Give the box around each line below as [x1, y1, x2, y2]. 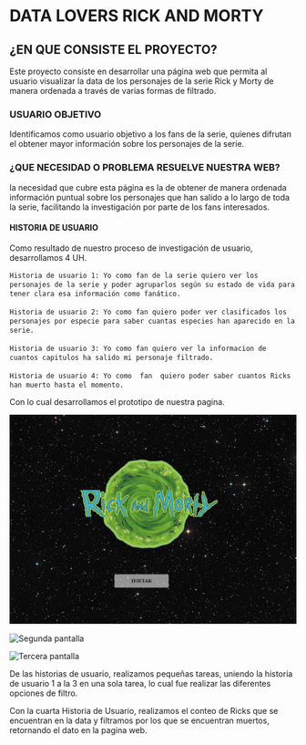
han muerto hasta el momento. [9, 380, 125, 389]
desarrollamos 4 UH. [9, 252, 87, 263]
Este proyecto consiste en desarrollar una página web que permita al [9, 66, 268, 77]
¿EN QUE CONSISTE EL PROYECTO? [9, 42, 218, 57]
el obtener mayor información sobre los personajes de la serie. [9, 139, 245, 150]
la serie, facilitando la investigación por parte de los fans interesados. [9, 202, 270, 212]
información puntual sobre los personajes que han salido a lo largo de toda [9, 191, 290, 202]
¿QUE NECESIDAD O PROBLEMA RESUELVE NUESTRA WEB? [9, 161, 280, 174]
